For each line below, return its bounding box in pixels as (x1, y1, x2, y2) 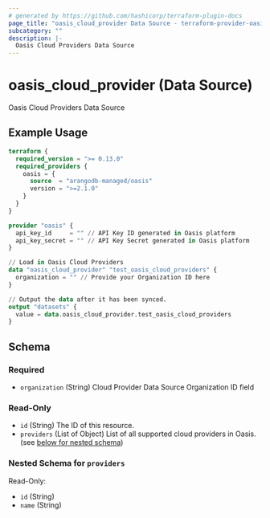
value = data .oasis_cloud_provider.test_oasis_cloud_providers (15, 310, 231, 318)
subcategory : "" (8, 27, 63, 35)
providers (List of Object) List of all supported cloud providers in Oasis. (19, 429, 256, 438)
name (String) (19, 500, 62, 510)
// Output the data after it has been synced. (8, 295, 167, 304)
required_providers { (15, 162, 88, 170)
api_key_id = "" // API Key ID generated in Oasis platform (15, 229, 235, 237)
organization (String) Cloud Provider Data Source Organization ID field (19, 382, 255, 392)
